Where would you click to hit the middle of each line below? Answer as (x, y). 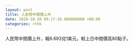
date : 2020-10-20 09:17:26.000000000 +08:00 (53, 19)
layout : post (19, 10)
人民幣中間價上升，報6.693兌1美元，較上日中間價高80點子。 (68, 38)
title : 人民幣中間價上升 (28, 14)
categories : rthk (24, 24)
